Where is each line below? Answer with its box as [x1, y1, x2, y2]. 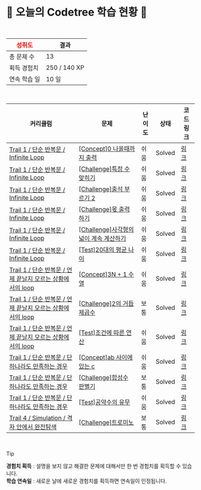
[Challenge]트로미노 [78, 418, 134, 427]
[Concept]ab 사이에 [78, 353, 133, 361]
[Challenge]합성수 [78, 373, 129, 382]
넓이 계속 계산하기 [78, 234, 127, 242]
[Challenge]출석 [78, 185, 123, 193]
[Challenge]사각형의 [78, 225, 134, 233]
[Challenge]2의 [78, 299, 121, 308]
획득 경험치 [9, 63, 39, 72]
